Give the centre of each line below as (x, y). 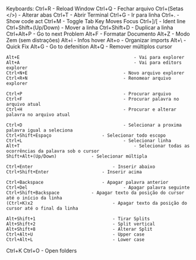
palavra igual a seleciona (39, 130)
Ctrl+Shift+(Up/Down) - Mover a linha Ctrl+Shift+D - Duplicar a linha (90, 27)
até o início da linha (34, 198)
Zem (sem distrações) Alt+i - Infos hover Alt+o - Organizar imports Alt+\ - (96, 40)
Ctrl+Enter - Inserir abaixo (81, 167)
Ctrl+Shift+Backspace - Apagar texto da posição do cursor (95, 193)
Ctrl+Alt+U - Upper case (75, 234)
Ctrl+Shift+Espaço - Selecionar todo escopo (86, 136)
